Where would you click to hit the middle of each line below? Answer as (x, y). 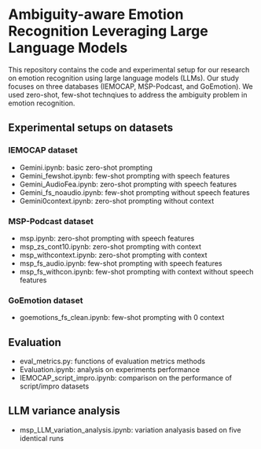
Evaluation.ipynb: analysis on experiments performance (110, 370)
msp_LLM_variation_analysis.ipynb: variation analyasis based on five (130, 429)
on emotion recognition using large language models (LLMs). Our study (124, 78)
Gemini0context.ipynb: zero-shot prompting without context (117, 201)
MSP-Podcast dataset (51, 221)
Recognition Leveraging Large (108, 31)
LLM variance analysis (64, 411)
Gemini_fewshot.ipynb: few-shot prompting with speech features (125, 175)
